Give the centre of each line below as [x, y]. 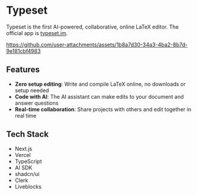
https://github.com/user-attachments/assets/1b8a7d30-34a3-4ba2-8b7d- [97, 45]
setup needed [32, 90]
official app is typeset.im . [37, 33]
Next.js [24, 149]
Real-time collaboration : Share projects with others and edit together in [103, 109]
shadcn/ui [27, 174]
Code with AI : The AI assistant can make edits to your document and [99, 96]
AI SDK [24, 168]
